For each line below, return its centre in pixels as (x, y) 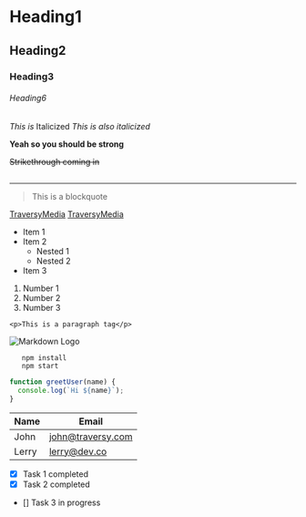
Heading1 (46, 17)
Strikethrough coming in (55, 161)
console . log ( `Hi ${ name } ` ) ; (71, 390)
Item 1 (34, 232)
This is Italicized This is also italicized (80, 126)
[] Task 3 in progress (61, 502)
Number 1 (41, 288)
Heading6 (28, 98)
